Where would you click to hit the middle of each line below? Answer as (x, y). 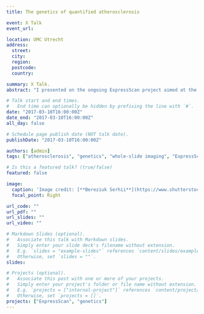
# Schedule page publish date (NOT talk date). (68, 134)
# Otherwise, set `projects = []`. (54, 296)
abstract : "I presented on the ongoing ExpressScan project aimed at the (102, 90)
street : (22, 51)
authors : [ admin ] (28, 151)
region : (22, 62)
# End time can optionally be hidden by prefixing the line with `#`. (100, 107)
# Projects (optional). (36, 273)
